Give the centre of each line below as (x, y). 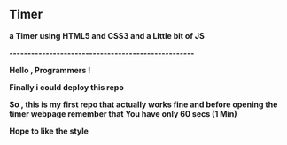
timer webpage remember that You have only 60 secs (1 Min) (123, 113)
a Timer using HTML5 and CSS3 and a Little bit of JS (107, 35)
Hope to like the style (49, 131)
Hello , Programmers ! (50, 70)
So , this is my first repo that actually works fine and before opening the (143, 104)
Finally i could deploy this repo (66, 87)
